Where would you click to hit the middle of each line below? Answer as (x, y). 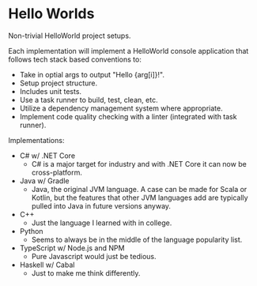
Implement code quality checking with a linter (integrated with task (128, 116)
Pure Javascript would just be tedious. (94, 256)
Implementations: (36, 140)
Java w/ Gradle (44, 181)
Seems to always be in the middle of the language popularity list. (137, 239)
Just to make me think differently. (86, 273)
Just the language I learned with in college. (102, 223)
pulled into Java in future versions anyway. (101, 205)
